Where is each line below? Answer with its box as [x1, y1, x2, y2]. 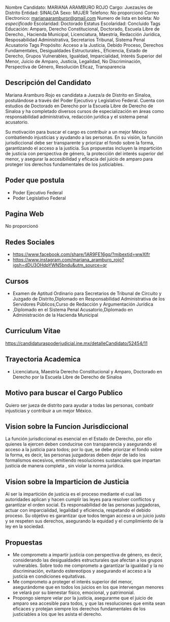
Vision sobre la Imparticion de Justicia [5, 478, 129, 486]
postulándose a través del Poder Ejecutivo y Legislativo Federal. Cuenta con [5, 97, 164, 103]
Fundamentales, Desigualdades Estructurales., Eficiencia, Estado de [5, 48, 148, 53]
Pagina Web [5, 210, 44, 218]
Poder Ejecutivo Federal [12, 189, 63, 195]
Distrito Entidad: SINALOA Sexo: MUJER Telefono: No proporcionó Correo [5, 10, 159, 16]
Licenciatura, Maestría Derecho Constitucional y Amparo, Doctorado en [12, 368, 162, 374]
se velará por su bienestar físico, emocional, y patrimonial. [12, 589, 135, 596]
